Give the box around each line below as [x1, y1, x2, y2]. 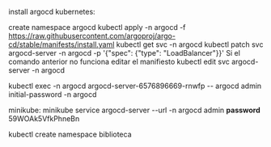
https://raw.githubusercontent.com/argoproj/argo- [8, 31, 176, 40]
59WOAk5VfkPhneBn [8, 114, 80, 124]
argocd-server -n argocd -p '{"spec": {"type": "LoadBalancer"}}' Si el [8, 48, 241, 57]
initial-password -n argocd [8, 90, 97, 99]
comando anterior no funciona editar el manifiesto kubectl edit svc [8, 57, 231, 66]
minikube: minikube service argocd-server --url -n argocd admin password [8, 105, 260, 115]
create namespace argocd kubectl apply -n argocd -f [8, 23, 186, 31]
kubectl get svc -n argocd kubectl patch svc [116, 40, 264, 49]
